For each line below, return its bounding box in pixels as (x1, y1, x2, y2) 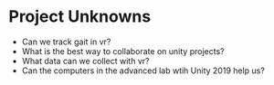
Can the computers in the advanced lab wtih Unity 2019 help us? (21, 65, 266, 76)
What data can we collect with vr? (21, 55, 150, 66)
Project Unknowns (8, 6, 152, 27)
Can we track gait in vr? (21, 36, 111, 47)
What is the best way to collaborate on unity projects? (21, 45, 225, 56)
